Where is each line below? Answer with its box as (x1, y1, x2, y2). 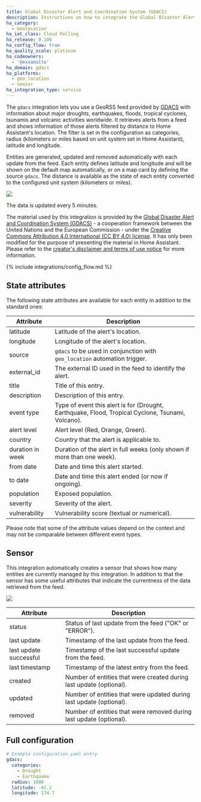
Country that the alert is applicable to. (54, 435, 161, 444)
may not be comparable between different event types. (6, 531, 142, 538)
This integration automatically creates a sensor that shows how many (6, 564, 177, 571)
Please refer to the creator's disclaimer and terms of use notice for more (6, 245, 185, 252)
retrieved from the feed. (6, 583, 65, 590)
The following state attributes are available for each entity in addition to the (6, 297, 191, 304)
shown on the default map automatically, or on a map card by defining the (6, 166, 188, 173)
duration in (9, 445, 40, 453)
